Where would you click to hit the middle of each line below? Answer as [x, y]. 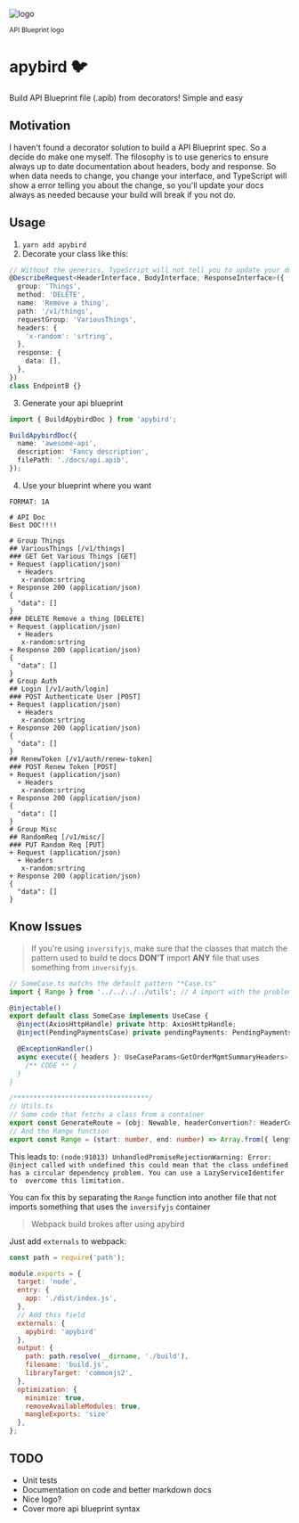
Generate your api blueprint [73, 403]
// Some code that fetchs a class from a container [107, 1115]
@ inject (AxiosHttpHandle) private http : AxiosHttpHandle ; [127, 1025]
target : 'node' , [47, 1282]
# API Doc [28, 517]
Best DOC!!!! [33, 525]
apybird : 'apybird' [61, 1331]
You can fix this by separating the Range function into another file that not [143, 1197]
